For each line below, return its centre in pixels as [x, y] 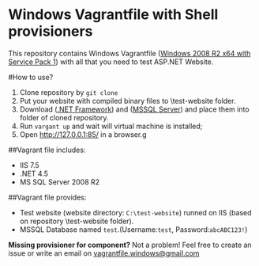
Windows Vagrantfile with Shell [113, 15]
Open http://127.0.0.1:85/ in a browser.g [83, 134]
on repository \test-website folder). [77, 221]
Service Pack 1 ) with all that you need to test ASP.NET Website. [111, 62]
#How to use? [31, 77]
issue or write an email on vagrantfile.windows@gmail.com [104, 253]
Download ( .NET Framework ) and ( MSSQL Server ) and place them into [135, 109]
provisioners [51, 31]
